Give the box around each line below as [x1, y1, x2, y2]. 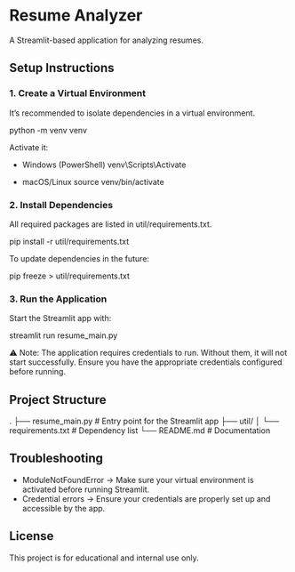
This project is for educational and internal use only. [9, 552, 200, 563]
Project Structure [9, 392, 107, 407]
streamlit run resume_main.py [9, 330, 118, 341]
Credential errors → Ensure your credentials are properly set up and [21, 493, 271, 504]
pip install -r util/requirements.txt [9, 236, 130, 246]
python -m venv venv [9, 125, 87, 135]
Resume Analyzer [9, 5, 143, 26]
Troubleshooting [9, 451, 104, 466]
